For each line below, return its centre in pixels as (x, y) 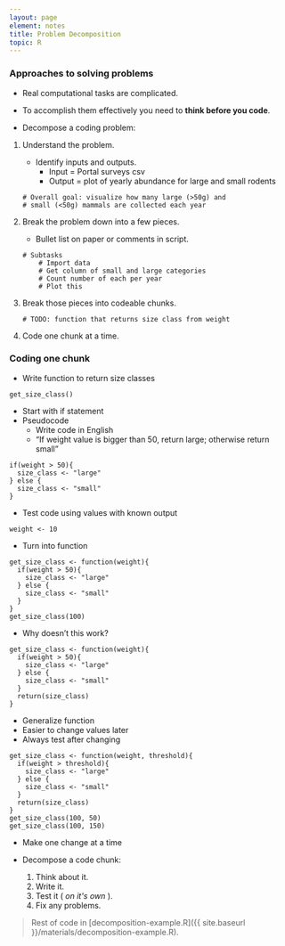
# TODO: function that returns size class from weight (126, 319)
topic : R (25, 42)
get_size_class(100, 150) (57, 826)
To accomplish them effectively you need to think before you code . (146, 110)
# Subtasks (42, 255)
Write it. (50, 886)
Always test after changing (71, 739)
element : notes (37, 26)
